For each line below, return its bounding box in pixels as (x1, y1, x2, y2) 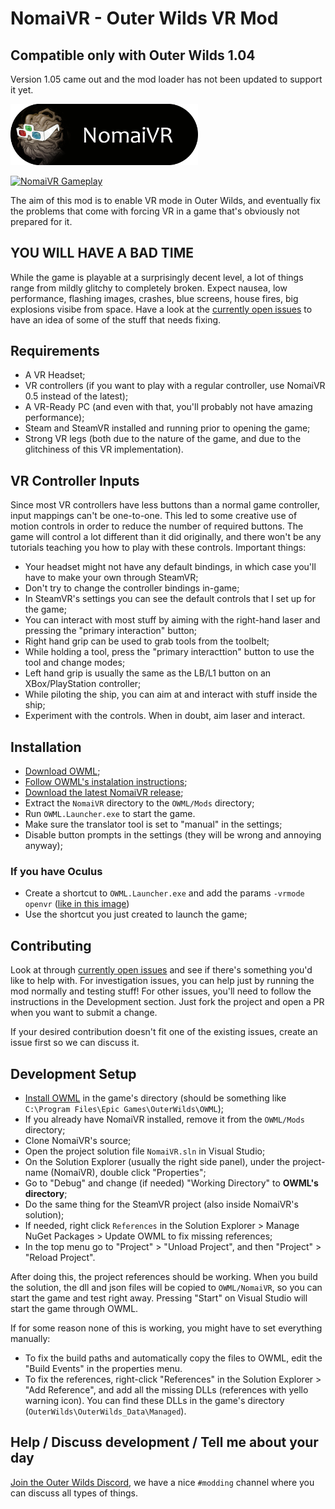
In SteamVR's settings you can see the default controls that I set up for (24, 593, 316, 605)
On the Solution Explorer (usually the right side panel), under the (24, 1156, 291, 1168)
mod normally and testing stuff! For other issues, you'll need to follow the (10, 985, 312, 997)
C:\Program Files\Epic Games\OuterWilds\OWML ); (24, 1103, 224, 1115)
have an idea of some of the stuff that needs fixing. (10, 313, 222, 326)
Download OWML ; (24, 765, 101, 777)
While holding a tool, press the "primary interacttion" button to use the (24, 646, 315, 658)
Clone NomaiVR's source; (24, 1135, 132, 1147)
